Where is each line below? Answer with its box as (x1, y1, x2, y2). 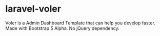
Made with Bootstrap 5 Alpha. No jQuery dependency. (5, 25, 119, 31)
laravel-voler (5, 3, 62, 15)
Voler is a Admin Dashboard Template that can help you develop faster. (5, 20, 155, 26)
